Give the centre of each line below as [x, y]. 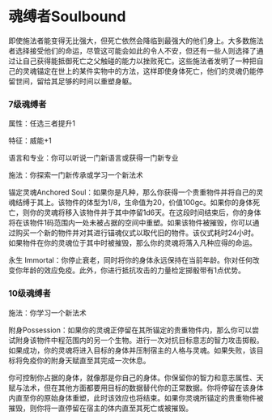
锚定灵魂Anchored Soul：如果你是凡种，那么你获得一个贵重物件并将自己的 [132, 192]
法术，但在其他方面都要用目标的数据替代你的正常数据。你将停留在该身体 [143, 388]
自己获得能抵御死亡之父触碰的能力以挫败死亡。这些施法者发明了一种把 [139, 61]
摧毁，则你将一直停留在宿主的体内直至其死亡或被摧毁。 [100, 408]
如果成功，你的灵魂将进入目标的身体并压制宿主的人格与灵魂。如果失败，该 [132, 350]
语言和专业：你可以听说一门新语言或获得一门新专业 [93, 158]
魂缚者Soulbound [67, 17]
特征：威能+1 [30, 141]
